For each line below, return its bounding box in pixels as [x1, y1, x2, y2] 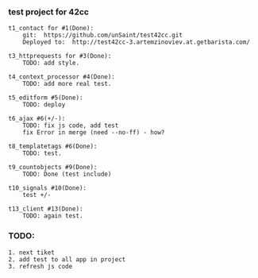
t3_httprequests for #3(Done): [8, 52, 112, 60]
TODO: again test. [22, 212, 83, 220]
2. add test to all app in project [8, 255, 126, 264]
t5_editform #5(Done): [8, 94, 83, 102]
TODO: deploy [22, 101, 66, 109]
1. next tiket [8, 249, 56, 257]
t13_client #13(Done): [8, 205, 83, 213]
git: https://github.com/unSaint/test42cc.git [22, 31, 183, 40]
